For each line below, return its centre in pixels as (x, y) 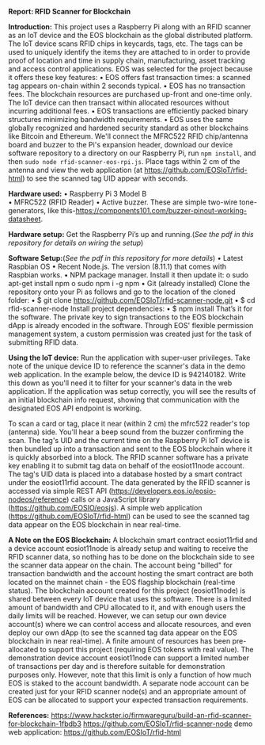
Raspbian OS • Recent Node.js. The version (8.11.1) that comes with (117, 266)
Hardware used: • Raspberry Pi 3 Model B (78, 194)
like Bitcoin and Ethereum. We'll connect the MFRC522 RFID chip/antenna (128, 136)
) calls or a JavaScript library (113, 499)
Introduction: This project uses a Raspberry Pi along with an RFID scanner (130, 27)
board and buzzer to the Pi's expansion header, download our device (121, 145)
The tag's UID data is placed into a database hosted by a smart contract (125, 474)
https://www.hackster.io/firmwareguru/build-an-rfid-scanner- (151, 715)
